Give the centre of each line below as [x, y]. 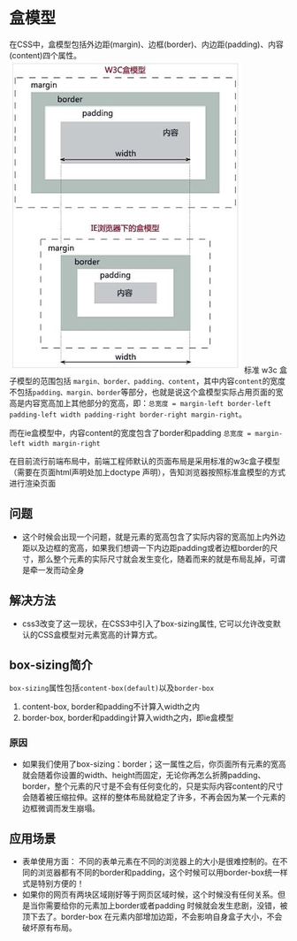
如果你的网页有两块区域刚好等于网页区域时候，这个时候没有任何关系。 [150, 895]
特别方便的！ [61, 884]
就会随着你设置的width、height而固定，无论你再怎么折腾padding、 [144, 775]
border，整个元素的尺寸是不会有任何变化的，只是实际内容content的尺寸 [152, 786]
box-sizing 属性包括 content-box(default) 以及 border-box [112, 688]
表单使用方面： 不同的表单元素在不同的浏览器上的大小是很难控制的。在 [151, 861]
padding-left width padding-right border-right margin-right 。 [128, 414]
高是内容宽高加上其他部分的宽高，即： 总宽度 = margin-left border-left [140, 402]
